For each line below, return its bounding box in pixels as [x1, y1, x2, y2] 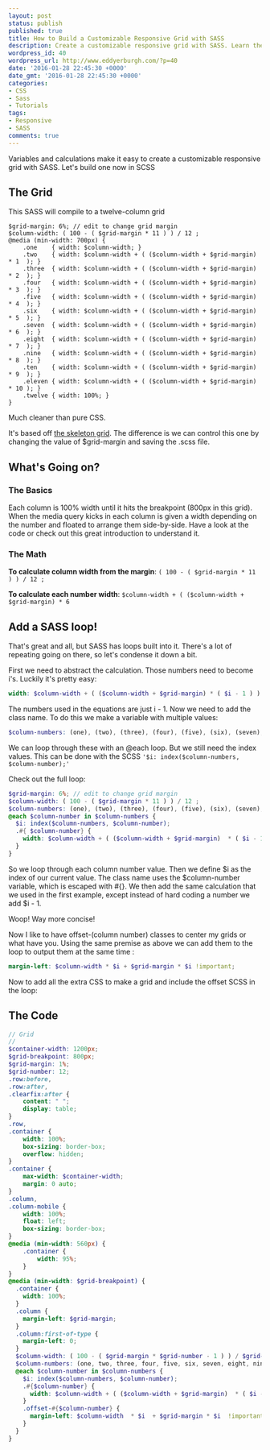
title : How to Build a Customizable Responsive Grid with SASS [8, 34, 225, 43]
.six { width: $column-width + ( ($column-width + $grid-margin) [22, 307, 257, 315]
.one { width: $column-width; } [22, 243, 142, 252]
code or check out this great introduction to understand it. [8, 528, 200, 538]
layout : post [8, 11, 52, 20]
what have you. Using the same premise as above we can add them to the [8, 938, 253, 947]
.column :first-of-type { [15, 1330, 99, 1338]
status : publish [8, 19, 63, 27]
